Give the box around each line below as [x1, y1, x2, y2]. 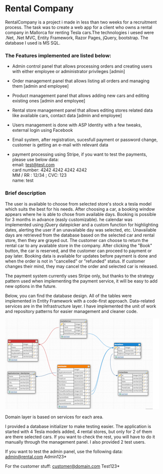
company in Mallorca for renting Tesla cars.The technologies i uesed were [5, 29, 154, 35]
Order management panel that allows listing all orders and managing [12, 78, 150, 84]
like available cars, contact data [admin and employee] [12, 113, 122, 118]
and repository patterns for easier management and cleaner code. [5, 308, 138, 314]
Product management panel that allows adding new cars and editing [12, 93, 149, 98]
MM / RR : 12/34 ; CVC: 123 [12, 172, 67, 178]
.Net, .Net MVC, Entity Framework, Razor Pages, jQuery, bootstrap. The [5, 35, 148, 41]
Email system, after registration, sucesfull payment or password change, [12, 137, 158, 142]
